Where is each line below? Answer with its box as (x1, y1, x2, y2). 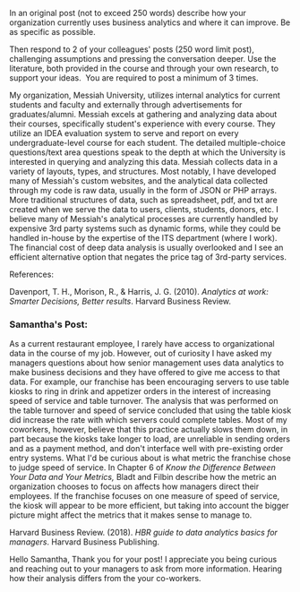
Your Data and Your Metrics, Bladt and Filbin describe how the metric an (9, 472, 277, 483)
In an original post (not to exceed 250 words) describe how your (9, 8, 246, 18)
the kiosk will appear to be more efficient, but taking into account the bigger (9, 501, 289, 511)
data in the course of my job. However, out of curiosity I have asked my (9, 348, 272, 359)
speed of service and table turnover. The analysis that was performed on (9, 396, 279, 407)
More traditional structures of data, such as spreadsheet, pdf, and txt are (9, 194, 278, 205)
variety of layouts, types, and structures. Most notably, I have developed (9, 166, 277, 176)
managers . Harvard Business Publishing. (9, 536, 159, 547)
